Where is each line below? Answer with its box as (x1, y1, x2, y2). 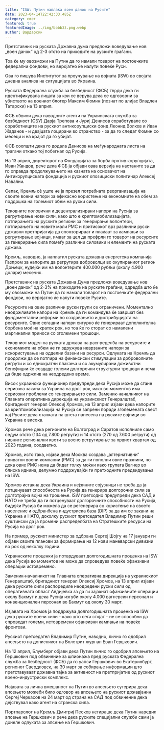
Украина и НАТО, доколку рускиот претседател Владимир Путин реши (5, 513, 153, 519)
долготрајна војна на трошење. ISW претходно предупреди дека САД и (5, 492, 156, 498)
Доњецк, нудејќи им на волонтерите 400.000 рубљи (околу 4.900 (5, 264, 143, 270)
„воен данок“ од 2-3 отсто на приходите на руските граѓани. (5, 49, 132, 54)
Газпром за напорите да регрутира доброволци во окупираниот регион (5, 259, 156, 265)
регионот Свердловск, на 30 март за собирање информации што (5, 664, 142, 670)
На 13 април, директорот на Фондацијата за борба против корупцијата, (5, 158, 154, 163)
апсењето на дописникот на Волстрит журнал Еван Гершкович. (5, 639, 139, 645)
